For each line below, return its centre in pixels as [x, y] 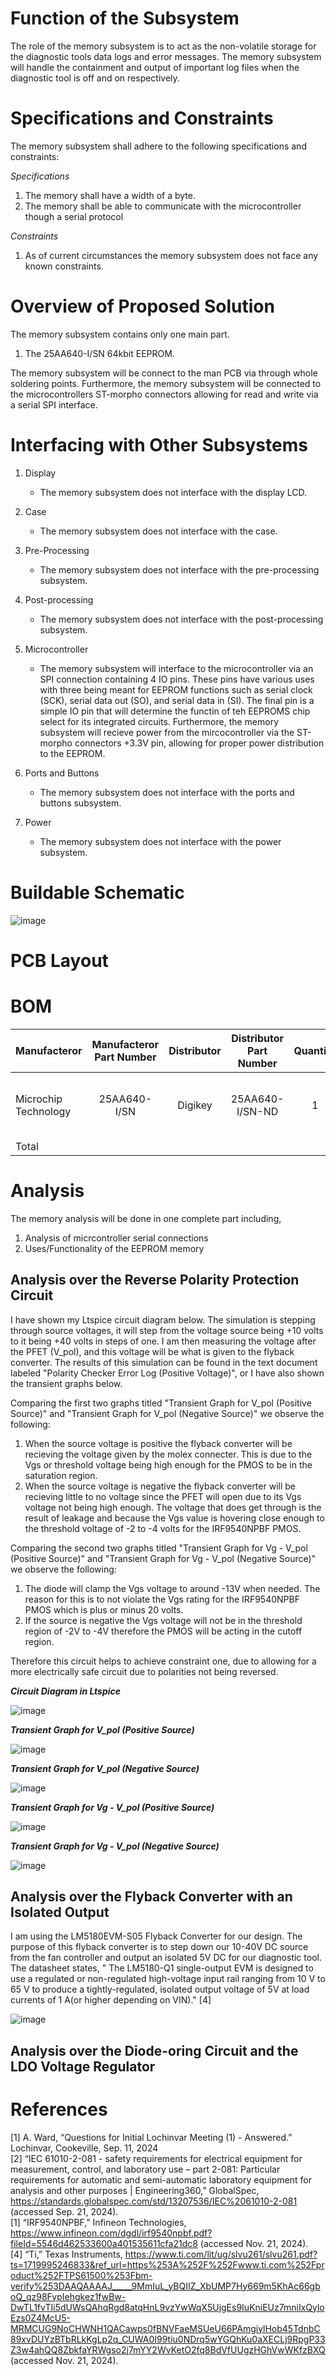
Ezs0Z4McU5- [41, 2318]
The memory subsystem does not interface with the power [160, 841]
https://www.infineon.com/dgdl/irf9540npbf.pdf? [111, 2233]
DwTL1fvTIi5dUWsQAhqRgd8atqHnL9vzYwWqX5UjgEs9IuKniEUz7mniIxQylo [167, 2307]
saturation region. [61, 1475]
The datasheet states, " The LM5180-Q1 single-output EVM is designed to [162, 1968]
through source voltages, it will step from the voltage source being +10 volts [167, 1330]
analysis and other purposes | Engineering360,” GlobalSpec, [135, 2190]
